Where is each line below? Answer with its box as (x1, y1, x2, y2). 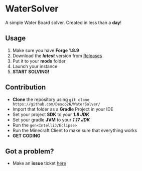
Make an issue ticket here (12, 160, 66, 166)
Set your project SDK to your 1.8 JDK (12, 111, 89, 117)
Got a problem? (5, 147, 54, 155)
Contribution (5, 83, 46, 91)
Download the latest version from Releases (12, 52, 102, 58)
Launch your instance (12, 63, 58, 69)
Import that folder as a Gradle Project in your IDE (12, 106, 114, 112)
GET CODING (12, 132, 41, 138)
